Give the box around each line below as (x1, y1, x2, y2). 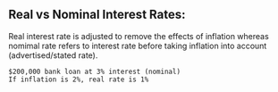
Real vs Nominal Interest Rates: (8, 7, 186, 22)
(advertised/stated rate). (8, 49, 98, 61)
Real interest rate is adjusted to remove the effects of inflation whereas (8, 30, 269, 41)
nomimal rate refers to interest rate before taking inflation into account (8, 40, 267, 51)
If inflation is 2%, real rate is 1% (8, 75, 149, 84)
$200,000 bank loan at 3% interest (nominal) (8, 67, 181, 76)
